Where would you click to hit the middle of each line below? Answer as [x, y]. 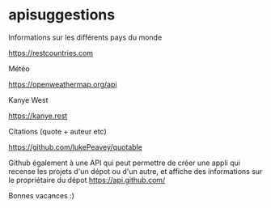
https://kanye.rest [38, 116]
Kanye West [28, 100]
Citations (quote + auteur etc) [57, 131]
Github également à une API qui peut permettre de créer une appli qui [125, 163]
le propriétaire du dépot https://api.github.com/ [87, 180]
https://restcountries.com [51, 53]
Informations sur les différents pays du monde [85, 37]
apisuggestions [62, 15]
